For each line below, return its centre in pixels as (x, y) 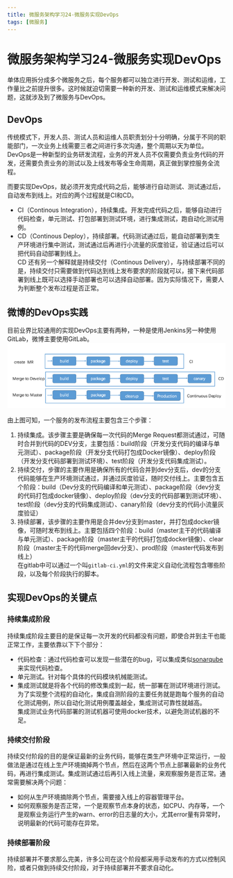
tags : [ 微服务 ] (28, 22)
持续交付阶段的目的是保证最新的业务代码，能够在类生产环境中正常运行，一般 (116, 756)
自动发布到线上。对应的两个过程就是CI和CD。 (72, 195)
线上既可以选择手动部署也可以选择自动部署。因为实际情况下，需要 (124, 280)
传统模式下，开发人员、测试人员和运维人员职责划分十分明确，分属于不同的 (113, 137)
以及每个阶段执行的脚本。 (66, 574)
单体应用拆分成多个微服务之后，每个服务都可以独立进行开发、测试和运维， (113, 80)
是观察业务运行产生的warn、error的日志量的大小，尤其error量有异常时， (120, 814)
